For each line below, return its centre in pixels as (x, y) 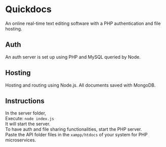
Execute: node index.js (30, 119)
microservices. (21, 140)
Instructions (25, 101)
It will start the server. (28, 124)
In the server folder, (26, 113)
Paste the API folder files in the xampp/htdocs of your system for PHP (76, 135)
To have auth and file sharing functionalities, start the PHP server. (74, 129)
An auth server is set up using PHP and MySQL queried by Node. (73, 57)
